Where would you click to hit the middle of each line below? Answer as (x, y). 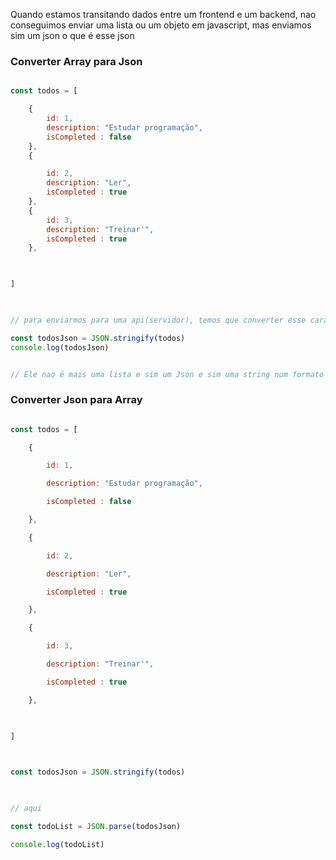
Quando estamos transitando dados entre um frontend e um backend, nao (163, 14)
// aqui (26, 809)
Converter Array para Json (76, 61)
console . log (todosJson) (60, 347)
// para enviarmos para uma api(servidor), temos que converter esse (158, 320)
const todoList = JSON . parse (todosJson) (96, 826)
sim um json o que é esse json (72, 35)
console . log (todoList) (57, 844)
